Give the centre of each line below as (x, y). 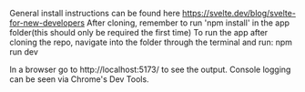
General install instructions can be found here (95, 13)
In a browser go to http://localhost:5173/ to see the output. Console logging (150, 69)
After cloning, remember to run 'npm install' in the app (188, 23)
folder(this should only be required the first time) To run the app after (139, 32)
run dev (24, 52)
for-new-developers (47, 23)
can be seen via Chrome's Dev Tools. (79, 79)
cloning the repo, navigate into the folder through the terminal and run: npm (151, 42)
